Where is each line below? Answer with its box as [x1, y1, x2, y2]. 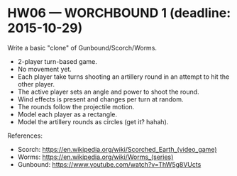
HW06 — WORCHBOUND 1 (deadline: [7, 5, 231, 21]
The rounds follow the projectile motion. [17, 102, 135, 111]
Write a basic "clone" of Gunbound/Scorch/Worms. [7, 43, 158, 52]
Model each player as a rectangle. [17, 110, 117, 119]
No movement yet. [17, 65, 72, 73]
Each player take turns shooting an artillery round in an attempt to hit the [17, 72, 230, 81]
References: [7, 131, 43, 140]
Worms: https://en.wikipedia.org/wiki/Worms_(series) [17, 153, 174, 161]
